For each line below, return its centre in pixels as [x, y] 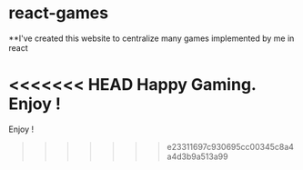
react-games [59, 13]
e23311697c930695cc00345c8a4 [231, 146]
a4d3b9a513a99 [197, 156]
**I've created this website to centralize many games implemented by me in [151, 38]
